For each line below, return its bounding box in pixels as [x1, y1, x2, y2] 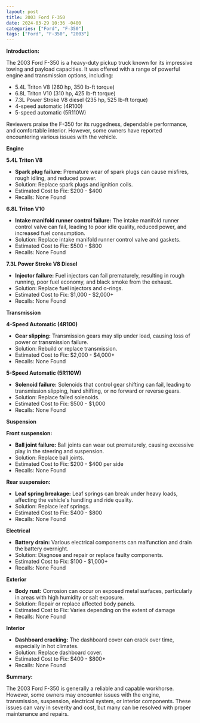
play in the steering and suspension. [14, 448, 104, 455]
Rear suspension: [6, 478, 51, 486]
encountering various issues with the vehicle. [6, 133, 118, 141]
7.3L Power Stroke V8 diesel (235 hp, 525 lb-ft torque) [14, 97, 148, 104]
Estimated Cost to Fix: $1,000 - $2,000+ [14, 291, 114, 299]
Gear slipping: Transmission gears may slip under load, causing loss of [14, 332, 190, 339]
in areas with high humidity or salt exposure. [14, 594, 124, 601]
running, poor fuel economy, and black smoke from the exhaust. [14, 278, 173, 285]
